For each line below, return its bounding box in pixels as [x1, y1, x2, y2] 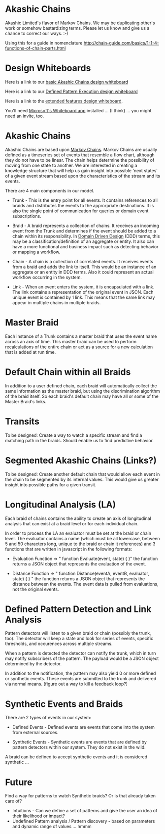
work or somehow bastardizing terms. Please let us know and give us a [5, 25, 150, 31]
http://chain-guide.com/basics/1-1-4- [83, 40, 159, 46]
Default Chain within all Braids [5, 366, 131, 377]
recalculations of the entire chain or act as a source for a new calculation [5, 344, 153, 350]
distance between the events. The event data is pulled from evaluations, [12, 581, 159, 587]
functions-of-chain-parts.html [5, 45, 66, 51]
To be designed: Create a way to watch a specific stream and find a [5, 432, 142, 438]
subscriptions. [12, 213, 41, 219]
